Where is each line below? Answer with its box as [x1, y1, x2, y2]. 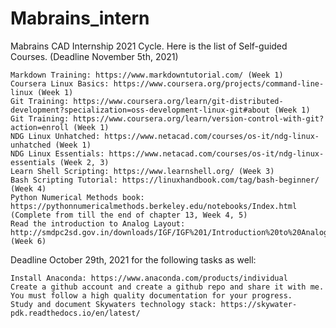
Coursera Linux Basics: [10, 78, 110, 89]
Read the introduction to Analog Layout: [10, 218, 186, 229]
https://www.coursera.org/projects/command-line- [113, 78, 325, 89]
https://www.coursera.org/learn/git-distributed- [73, 96, 284, 106]
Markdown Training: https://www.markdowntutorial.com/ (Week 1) [10, 70, 284, 80]
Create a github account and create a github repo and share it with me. [10, 282, 325, 292]
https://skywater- [220, 299, 298, 309]
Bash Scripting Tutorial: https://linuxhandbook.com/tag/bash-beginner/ [10, 175, 320, 185]
